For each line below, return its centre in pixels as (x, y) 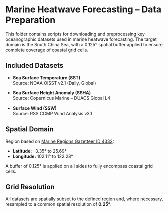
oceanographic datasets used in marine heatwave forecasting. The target (81, 39)
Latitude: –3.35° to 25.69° (39, 151)
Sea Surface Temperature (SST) (46, 78)
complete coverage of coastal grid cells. (47, 50)
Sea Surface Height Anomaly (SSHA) (52, 93)
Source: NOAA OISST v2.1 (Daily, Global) (54, 83)
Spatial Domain (29, 129)
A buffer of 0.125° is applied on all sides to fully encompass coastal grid (79, 166)
